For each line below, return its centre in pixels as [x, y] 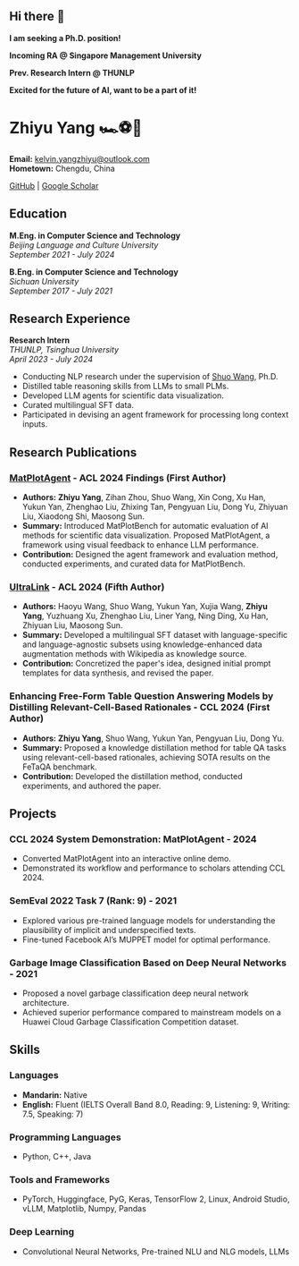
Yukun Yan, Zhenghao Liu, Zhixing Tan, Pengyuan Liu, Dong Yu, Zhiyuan [155, 507]
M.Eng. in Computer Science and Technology [95, 235]
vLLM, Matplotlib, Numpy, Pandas [84, 1209]
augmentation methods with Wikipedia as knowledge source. [134, 654]
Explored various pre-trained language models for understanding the [149, 920]
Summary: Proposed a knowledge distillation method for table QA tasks [154, 747]
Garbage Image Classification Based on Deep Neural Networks [148, 963]
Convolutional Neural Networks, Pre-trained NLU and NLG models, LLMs [156, 1251]
